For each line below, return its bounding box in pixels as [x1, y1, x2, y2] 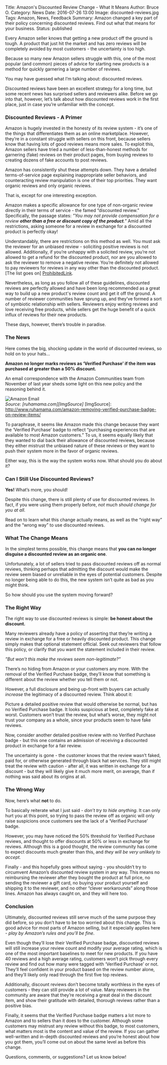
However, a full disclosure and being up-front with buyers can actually [5, 686, 150, 692]
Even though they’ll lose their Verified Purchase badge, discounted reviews [5, 940, 160, 946]
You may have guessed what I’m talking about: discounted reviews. [5, 76, 144, 81]
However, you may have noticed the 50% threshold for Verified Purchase [5, 832, 155, 839]
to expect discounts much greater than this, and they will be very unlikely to [5, 848, 161, 854]
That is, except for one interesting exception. [5, 192, 97, 198]
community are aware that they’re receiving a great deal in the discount [5, 992, 152, 998]
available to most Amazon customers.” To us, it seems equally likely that [5, 432, 153, 438]
